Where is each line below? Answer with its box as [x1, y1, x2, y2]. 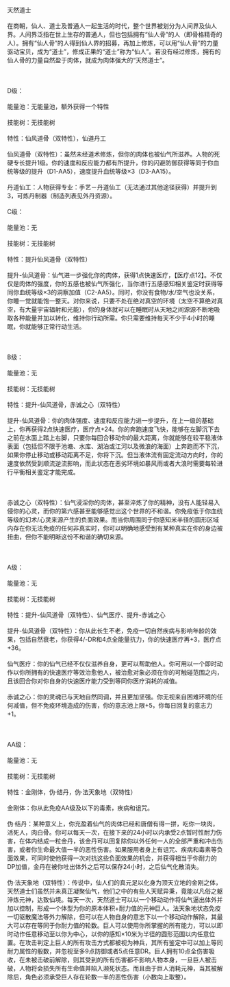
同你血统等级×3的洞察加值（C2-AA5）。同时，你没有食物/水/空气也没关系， [7, 288, 219, 296]
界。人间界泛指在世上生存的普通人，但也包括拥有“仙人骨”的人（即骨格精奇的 [7, 30, 222, 38]
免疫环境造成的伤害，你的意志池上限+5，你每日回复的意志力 [42, 701, 213, 709]
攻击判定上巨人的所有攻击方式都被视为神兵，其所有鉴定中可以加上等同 [25, 938, 223, 947]
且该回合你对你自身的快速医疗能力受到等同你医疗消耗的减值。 [7, 677, 181, 685]
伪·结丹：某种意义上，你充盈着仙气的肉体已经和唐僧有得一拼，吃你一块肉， [7, 820, 219, 828]
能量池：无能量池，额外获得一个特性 [7, 102, 110, 111]
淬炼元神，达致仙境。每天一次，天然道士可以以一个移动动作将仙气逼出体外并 [7, 896, 223, 903]
